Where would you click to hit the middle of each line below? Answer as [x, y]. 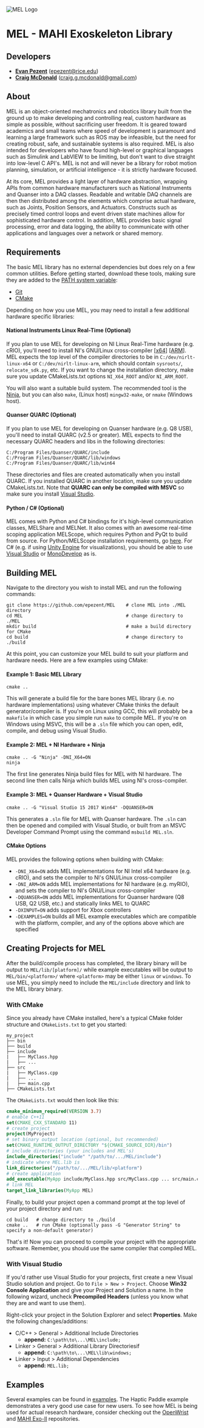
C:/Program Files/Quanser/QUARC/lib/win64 [61, 463]
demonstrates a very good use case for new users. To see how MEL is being [102, 1406]
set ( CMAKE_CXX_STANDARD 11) [42, 1123]
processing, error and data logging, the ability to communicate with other [98, 227]
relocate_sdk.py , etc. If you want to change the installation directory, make [100, 370]
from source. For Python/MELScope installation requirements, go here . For [99, 541]
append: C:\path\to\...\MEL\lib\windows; [78, 1352]
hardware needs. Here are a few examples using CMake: [77, 660]
